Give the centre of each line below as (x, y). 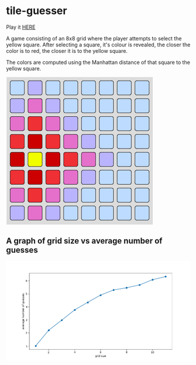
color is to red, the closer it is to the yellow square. (67, 50)
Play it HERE (21, 27)
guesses (22, 250)
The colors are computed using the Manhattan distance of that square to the (98, 62)
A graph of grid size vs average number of (84, 241)
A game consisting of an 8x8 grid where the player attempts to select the (94, 38)
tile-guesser (37, 11)
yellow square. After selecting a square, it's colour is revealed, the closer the (98, 45)
